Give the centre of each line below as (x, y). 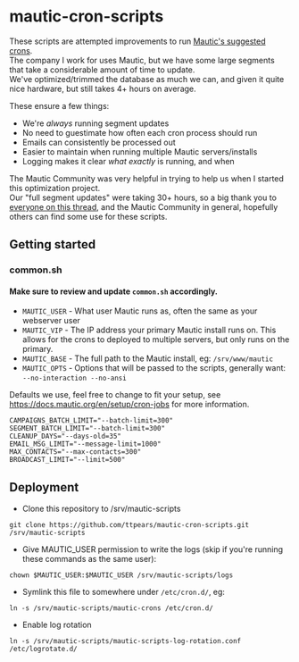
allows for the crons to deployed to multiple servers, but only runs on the (156, 339)
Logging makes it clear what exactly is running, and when (128, 161)
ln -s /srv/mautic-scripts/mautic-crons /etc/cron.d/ (112, 608)
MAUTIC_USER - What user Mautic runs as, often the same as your (140, 311)
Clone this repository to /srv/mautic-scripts (101, 509)
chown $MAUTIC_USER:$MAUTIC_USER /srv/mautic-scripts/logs (121, 575)
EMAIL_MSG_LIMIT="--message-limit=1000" (86, 444)
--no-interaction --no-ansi (74, 378)
